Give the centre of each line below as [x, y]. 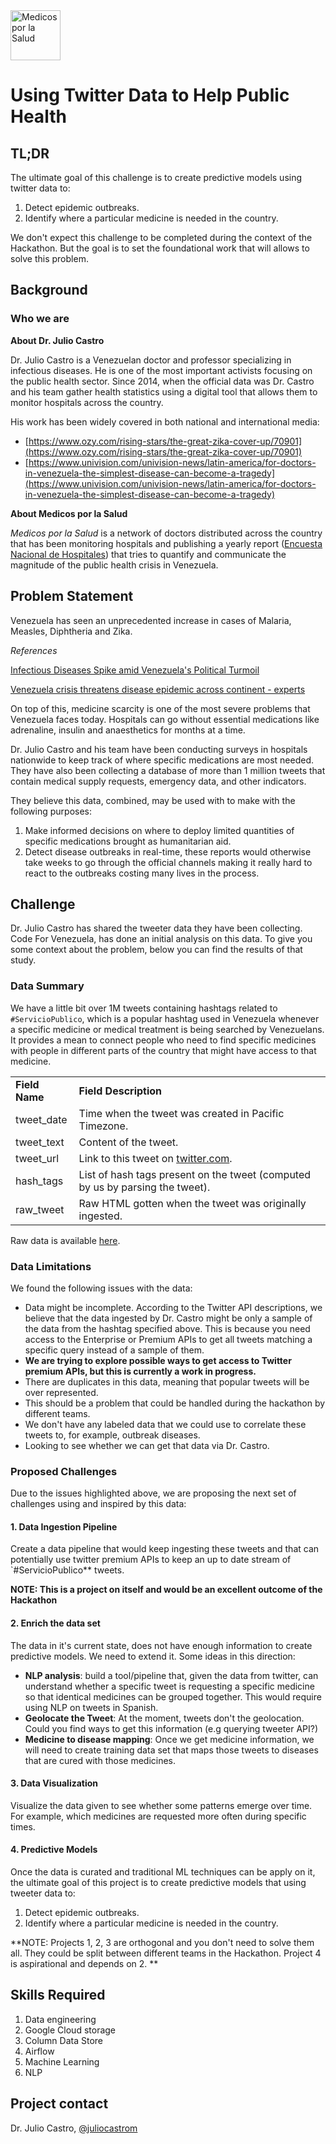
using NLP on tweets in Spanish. [91, 1707]
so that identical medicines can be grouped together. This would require [173, 1696]
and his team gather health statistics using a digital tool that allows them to [164, 391]
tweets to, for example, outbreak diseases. [112, 1435]
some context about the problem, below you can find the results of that [156, 950]
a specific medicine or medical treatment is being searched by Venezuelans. [167, 1029]
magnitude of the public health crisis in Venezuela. [114, 565]
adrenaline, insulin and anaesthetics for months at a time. [128, 730]
